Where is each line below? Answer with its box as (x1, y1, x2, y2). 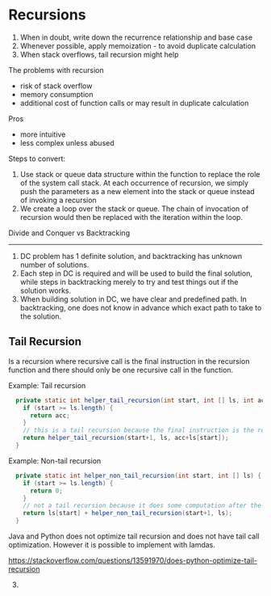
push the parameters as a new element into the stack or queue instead (19, 186, 256, 196)
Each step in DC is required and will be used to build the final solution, (19, 268, 252, 278)
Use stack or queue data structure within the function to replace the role (19, 169, 261, 179)
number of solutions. (19, 260, 90, 269)
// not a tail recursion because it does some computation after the (23, 501, 262, 510)
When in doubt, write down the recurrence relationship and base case (19, 32, 252, 42)
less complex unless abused (19, 137, 115, 147)
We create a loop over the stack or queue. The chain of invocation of (19, 204, 249, 213)
